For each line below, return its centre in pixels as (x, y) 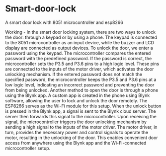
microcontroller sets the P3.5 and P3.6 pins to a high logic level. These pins (82, 64)
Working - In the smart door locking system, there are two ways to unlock (80, 32)
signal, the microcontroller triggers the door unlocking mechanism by (76, 122)
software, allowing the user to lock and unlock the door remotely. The (76, 100)
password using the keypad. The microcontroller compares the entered (78, 53)
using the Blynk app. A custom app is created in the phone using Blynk (78, 95)
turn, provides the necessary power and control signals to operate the (77, 132)
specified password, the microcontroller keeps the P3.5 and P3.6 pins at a (81, 79)
